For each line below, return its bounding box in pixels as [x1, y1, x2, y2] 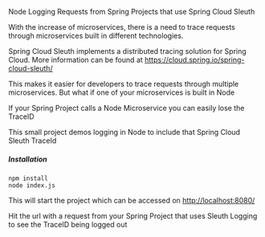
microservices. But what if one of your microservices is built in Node [8, 88, 235, 97]
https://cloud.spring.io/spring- [144, 55, 245, 64]
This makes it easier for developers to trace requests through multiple [8, 80, 239, 88]
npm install [8, 174, 48, 182]
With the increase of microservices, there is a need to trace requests [8, 22, 235, 31]
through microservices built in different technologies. [8, 31, 184, 40]
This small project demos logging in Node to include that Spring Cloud [8, 128, 241, 137]
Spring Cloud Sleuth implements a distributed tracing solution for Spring [8, 47, 247, 55]
